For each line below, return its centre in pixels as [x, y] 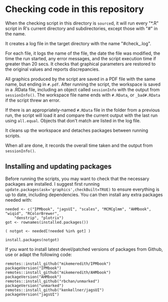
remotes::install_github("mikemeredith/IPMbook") [58, 264]
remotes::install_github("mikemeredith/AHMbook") [58, 272]
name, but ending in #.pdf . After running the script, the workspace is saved [83, 84]
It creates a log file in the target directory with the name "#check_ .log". [78, 43]
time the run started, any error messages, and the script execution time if [81, 58]
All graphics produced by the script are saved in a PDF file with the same [80, 79]
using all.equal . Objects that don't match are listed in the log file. [73, 120]
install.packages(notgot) [32, 240]
